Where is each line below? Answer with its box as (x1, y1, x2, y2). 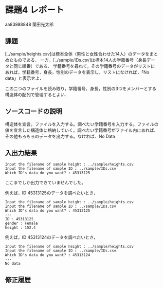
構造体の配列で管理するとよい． (5, 91, 69, 97)
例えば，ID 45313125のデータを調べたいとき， (5, 190, 98, 196)
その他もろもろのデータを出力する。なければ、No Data (5, 133, 115, 139)
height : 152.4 (5, 225, 36, 230)
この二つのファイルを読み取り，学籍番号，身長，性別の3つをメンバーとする (5, 86, 157, 91)
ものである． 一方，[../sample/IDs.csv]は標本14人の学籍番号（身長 (13, 57, 147, 63)
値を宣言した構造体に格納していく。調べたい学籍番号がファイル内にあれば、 (5, 127, 159, 133)
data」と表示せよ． (5, 75, 44, 81)
